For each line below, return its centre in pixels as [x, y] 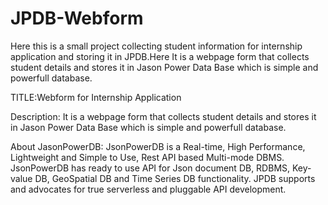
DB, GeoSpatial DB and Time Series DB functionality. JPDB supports [175, 178]
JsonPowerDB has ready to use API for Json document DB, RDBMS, [150, 168]
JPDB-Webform [77, 18]
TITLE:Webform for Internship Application [96, 97]
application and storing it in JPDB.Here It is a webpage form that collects [160, 56]
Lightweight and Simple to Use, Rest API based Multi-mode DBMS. [147, 157]
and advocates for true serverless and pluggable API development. [148, 189]
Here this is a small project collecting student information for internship [156, 46]
